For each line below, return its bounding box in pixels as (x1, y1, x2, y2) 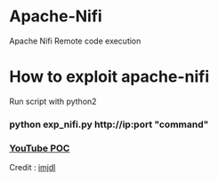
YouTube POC (9, 142, 70, 154)
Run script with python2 (9, 96, 97, 106)
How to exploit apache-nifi (9, 67, 210, 87)
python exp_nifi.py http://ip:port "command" (9, 118, 209, 130)
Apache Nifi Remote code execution (9, 35, 141, 46)
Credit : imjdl (9, 162, 56, 173)
